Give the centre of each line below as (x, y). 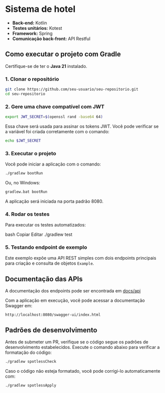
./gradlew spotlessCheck (31, 362)
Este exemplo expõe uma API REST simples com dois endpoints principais (81, 258)
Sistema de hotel (40, 9)
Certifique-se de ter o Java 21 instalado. (46, 66)
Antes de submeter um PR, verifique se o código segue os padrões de (77, 342)
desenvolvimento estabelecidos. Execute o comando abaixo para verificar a (82, 347)
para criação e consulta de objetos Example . (50, 263)
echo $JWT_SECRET (23, 140)
